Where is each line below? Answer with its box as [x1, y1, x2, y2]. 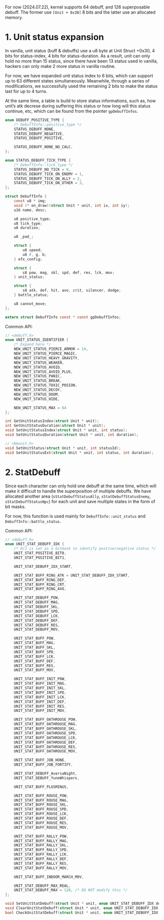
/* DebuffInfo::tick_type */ [14, 162, 73, 167]
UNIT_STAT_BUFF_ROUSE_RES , [14, 820, 69, 825]
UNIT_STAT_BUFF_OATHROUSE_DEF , [14, 740, 78, 745]
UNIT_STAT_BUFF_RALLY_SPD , [14, 847, 69, 853]
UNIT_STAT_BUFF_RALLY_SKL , [14, 843, 69, 848]
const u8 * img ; [14, 199, 47, 204]
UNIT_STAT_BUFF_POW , [14, 636, 56, 641]
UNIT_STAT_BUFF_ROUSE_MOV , [14, 825, 69, 830]
